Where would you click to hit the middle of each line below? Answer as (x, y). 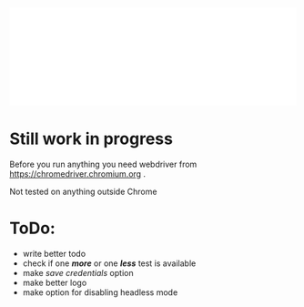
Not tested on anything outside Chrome (83, 192)
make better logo (55, 283)
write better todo (54, 254)
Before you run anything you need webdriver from (103, 164)
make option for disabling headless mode (100, 292)
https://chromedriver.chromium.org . (78, 174)
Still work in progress (91, 139)
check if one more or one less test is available (109, 263)
